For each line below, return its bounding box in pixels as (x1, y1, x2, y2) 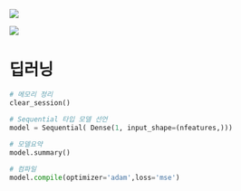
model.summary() (9, 148, 71, 158)
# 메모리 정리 (9, 90, 53, 99)
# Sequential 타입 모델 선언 (9, 114, 109, 124)
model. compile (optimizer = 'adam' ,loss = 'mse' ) (9, 173, 180, 182)
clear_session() (9, 98, 71, 108)
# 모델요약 (9, 140, 43, 149)
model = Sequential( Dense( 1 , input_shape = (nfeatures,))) (9, 123, 233, 132)
